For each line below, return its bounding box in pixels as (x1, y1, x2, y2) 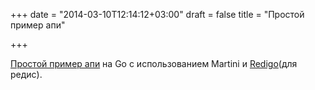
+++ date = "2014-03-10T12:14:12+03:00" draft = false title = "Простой (10, 9, 305, 20)
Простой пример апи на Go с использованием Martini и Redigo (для (10, 58, 298, 69)
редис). (10, 69, 43, 80)
